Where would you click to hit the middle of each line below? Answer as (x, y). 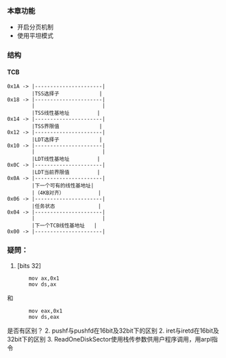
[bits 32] (29, 265)
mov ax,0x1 (44, 278)
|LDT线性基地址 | (66, 159)
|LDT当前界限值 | (66, 172)
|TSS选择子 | (67, 94)
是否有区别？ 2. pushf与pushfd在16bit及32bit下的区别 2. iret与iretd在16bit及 (113, 331)
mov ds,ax (42, 284)
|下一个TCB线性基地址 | (64, 226)
